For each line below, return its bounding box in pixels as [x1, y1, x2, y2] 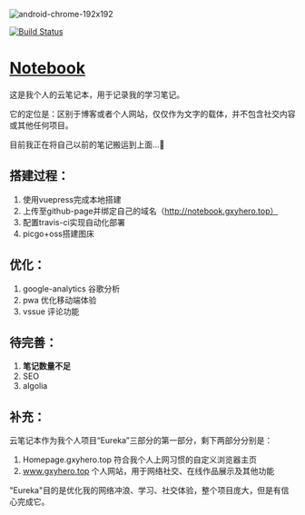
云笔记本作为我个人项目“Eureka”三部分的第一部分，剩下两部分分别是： [9, 435, 273, 446]
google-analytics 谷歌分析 [22, 282, 121, 294]
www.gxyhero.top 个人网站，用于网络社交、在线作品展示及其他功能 [22, 466, 275, 477]
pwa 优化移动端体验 [22, 294, 97, 305]
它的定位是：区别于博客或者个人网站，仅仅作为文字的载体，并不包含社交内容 [9, 108, 296, 119]
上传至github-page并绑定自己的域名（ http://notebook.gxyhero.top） [22, 205, 279, 216]
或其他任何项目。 [9, 119, 74, 131]
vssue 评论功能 [22, 305, 80, 317]
